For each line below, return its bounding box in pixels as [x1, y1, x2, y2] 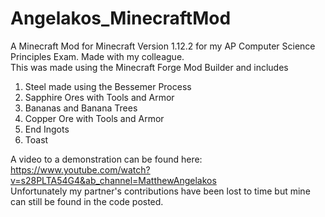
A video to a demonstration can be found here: [10, 153, 203, 165]
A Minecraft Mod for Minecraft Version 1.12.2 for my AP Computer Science [10, 40, 316, 52]
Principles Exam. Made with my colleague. [10, 50, 185, 62]
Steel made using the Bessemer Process [24, 80, 192, 92]
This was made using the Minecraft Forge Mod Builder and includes [10, 61, 289, 73]
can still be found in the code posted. [10, 195, 164, 207]
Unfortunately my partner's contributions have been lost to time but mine [10, 185, 311, 197]
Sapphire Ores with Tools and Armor [24, 91, 175, 103]
